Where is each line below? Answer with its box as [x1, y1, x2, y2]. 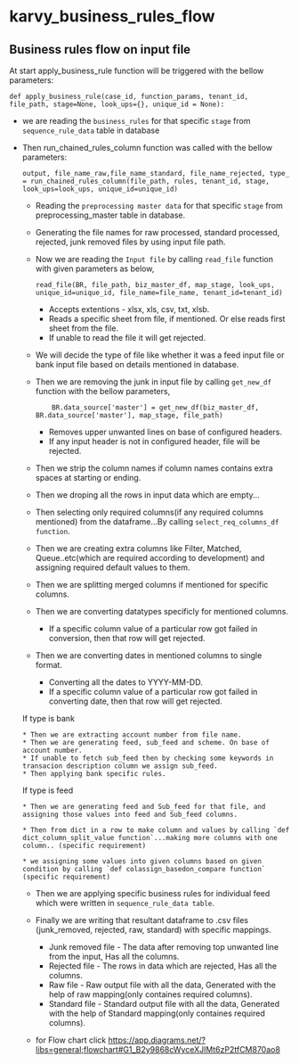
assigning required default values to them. [35, 562, 190, 573]
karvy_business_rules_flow [9, 6, 215, 27]
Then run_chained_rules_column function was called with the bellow [21, 143, 273, 153]
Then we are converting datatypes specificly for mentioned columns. [35, 606, 289, 616]
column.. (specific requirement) [21, 841, 147, 850]
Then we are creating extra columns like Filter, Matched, [35, 543, 242, 554]
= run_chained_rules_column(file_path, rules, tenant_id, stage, [21, 177, 270, 186]
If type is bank [21, 713, 76, 723]
